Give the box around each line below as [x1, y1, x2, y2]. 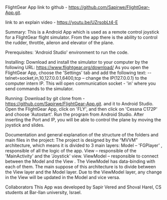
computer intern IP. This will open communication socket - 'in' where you [5, 80, 156, 86]
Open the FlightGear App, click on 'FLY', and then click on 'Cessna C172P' [5, 106, 157, 112]
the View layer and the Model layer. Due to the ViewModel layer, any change [5, 169, 162, 175]
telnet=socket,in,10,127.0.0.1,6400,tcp [5, 75, 81, 81]
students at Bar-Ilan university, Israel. [5, 189, 82, 195]
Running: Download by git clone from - [5, 95, 85, 101]
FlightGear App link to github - [5, 5, 67, 10]
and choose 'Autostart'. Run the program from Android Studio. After [5, 111, 144, 117]
